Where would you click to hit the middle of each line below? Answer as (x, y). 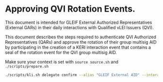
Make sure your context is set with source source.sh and (62, 62)
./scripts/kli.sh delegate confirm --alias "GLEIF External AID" (72, 75)
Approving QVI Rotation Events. (70, 9)
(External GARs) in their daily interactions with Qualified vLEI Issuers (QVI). (79, 27)
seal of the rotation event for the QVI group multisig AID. (61, 52)
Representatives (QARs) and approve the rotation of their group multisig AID (81, 42)
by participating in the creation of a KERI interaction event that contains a (78, 47)
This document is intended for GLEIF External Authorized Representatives (79, 22)
